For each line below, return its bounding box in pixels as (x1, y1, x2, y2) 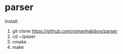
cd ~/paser (12, 33, 36, 39)
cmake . (12, 38, 29, 44)
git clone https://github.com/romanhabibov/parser (12, 28, 118, 34)
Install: (5, 18, 19, 24)
